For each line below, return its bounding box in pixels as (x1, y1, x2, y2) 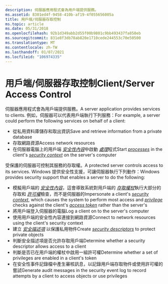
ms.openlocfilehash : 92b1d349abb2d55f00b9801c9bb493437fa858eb (5, 31, 141, 36)
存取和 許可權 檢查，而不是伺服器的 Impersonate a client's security (12, 191, 149, 197)
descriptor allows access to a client (12, 243, 87, 250)
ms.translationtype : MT (5, 40, 55, 45)
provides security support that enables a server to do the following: (5, 175, 145, 181)
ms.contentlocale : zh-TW (5, 45, 58, 50)
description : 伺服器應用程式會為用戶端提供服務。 (5, 7, 99, 13)
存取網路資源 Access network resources (12, 140, 95, 146)
